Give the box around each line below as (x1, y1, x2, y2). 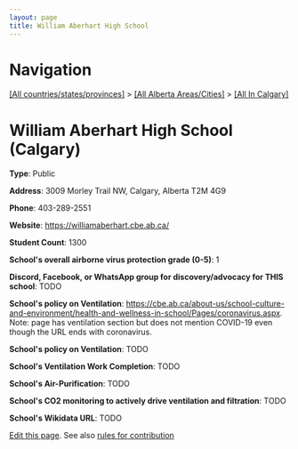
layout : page (9, 12, 58, 22)
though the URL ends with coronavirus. (9, 326, 153, 338)
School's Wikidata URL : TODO (9, 413, 123, 423)
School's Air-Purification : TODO (9, 379, 131, 389)
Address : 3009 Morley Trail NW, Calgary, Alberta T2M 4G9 (9, 186, 227, 196)
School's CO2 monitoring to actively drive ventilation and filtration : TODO (9, 396, 286, 406)
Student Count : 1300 (9, 237, 87, 248)
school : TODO (9, 281, 62, 292)
